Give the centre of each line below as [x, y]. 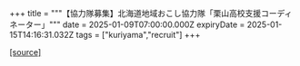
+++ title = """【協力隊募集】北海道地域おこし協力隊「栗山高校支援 [135, 13]
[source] [25, 52]
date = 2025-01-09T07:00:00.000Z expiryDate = [154, 24]
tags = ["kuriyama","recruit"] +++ [138, 35]
